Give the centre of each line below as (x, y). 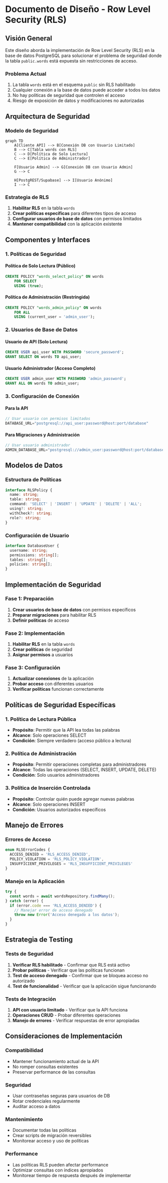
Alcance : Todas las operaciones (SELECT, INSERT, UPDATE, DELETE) (84, 770)
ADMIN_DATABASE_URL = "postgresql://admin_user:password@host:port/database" (86, 450)
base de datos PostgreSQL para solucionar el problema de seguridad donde (83, 55)
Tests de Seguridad (29, 954)
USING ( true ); (29, 286)
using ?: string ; (26, 509)
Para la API (17, 408)
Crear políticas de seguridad (42, 649)
